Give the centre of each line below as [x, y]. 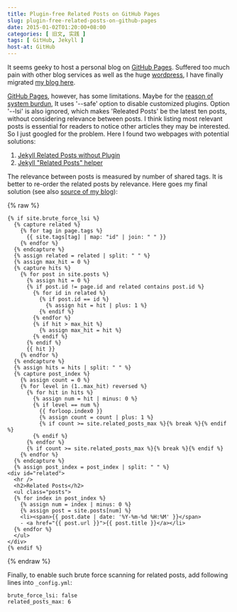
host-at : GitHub [31, 47]
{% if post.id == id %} [74, 299]
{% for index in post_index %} [60, 498]
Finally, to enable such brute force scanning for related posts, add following [118, 575]
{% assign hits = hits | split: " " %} [73, 367]
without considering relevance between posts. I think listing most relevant [115, 119]
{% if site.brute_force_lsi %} [54, 218]
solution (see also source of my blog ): [63, 192]
